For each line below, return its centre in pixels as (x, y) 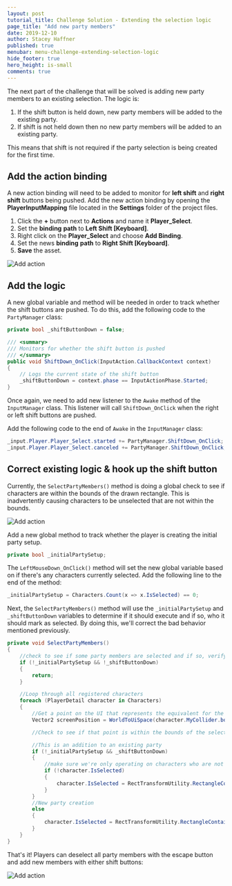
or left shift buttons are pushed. (52, 415)
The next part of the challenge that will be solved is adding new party (106, 91)
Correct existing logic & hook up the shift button (112, 469)
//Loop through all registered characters (81, 694)
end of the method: (35, 582)
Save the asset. (39, 250)
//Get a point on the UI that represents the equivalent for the (128, 714)
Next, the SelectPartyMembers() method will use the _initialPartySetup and (115, 609)
